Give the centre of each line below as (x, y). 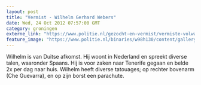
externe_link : (24, 34)
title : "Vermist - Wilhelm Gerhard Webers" (61, 17)
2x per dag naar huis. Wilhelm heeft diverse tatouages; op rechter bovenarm (100, 69)
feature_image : (25, 40)
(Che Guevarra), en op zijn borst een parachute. (65, 76)
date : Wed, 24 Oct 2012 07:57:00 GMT (53, 23)
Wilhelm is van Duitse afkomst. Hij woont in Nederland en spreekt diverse (97, 57)
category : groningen (32, 28)
